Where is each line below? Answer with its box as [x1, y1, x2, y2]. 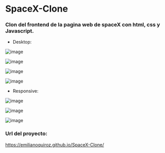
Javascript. [5, 27, 34, 34]
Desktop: [12, 39, 32, 45]
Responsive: [12, 88, 39, 94]
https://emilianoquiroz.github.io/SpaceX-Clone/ [5, 141, 104, 147]
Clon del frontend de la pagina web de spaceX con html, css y [5, 21, 160, 28]
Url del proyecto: [5, 130, 48, 137]
